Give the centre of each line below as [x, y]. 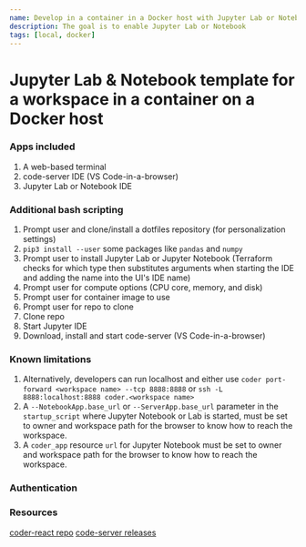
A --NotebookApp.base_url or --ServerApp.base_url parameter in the [151, 407]
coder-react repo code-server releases [83, 532]
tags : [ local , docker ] [52, 35]
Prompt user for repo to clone [78, 307]
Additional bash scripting [66, 209]
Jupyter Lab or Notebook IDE [77, 186]
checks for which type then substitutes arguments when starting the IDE [158, 268]
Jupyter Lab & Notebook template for [152, 80]
